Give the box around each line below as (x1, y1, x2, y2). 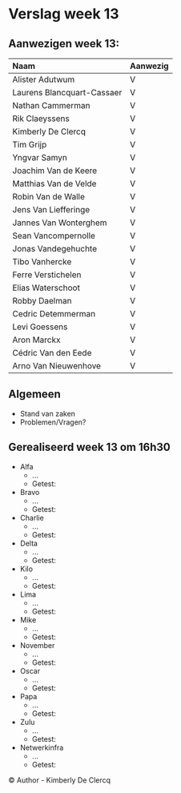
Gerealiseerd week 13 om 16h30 (8, 441, 171, 454)
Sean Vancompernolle (12, 230, 96, 241)
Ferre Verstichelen (12, 269, 82, 280)
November (19, 640, 55, 650)
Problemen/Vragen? (19, 417, 86, 427)
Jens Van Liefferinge (12, 204, 90, 215)
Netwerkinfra (19, 743, 64, 752)
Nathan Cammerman (12, 100, 90, 111)
